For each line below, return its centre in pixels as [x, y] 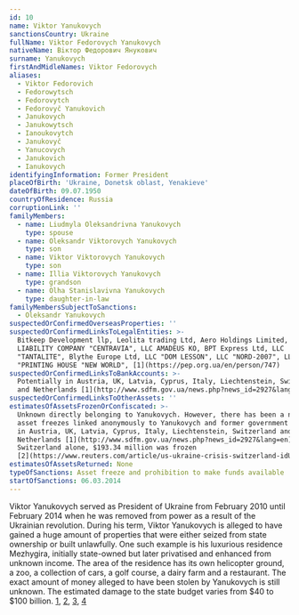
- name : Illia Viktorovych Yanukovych [89, 274]
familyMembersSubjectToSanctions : [73, 307]
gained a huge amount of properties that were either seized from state [138, 534]
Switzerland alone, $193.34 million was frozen [107, 448]
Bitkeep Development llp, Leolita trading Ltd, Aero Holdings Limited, [153, 340]
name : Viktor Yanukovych [55, 26]
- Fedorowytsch [45, 92]
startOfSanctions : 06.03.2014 [65, 481]
